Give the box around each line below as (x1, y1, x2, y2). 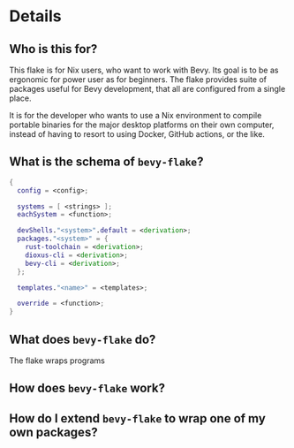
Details (9, 6, 62, 27)
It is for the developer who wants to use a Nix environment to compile (9, 110, 262, 120)
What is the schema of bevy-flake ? (9, 155, 204, 170)
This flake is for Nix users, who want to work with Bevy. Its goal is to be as (9, 65, 279, 75)
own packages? (9, 424, 99, 439)
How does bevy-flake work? (9, 381, 166, 396)
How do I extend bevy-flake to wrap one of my (9, 411, 267, 426)
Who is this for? (9, 42, 98, 57)
